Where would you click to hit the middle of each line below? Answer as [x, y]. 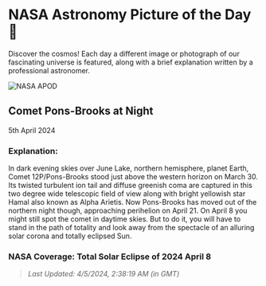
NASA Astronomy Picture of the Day [130, 15]
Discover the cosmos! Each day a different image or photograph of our [124, 53]
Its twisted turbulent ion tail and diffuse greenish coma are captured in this [130, 186]
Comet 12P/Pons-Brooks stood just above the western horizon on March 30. [133, 177]
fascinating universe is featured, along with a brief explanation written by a [131, 62]
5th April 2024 [32, 130]
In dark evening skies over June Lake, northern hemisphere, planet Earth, [129, 168]
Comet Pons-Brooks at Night [81, 111]
